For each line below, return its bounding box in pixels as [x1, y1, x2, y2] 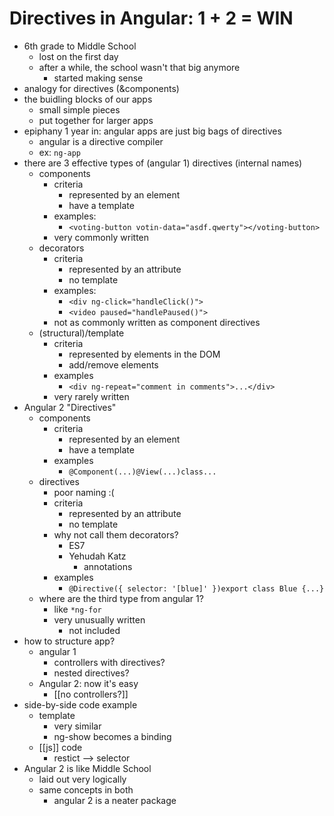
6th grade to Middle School [23, 40, 137, 52]
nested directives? [53, 667, 130, 679]
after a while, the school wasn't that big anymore [38, 61, 241, 73]
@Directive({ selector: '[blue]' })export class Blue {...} [68, 583, 325, 594]
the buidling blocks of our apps [23, 93, 153, 105]
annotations [83, 560, 133, 572]
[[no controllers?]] [53, 688, 129, 700]
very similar [53, 720, 102, 732]
